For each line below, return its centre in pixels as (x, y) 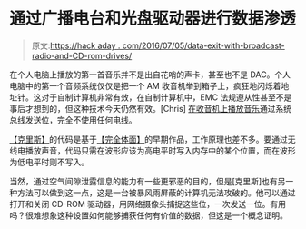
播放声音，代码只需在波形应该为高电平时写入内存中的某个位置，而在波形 (160, 150)
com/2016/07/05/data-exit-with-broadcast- (204, 45)
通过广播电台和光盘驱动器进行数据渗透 (153, 19)
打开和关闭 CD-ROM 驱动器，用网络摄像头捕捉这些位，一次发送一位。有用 (148, 204)
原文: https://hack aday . (76, 45)
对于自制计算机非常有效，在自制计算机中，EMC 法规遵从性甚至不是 (166, 97)
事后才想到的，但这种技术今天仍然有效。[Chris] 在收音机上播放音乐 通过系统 (151, 108)
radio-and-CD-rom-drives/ (82, 55)
